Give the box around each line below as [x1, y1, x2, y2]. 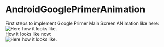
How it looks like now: [5, 31, 52, 37]
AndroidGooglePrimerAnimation [5, 4, 146, 15]
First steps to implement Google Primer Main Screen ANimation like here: [5, 20, 160, 26]
